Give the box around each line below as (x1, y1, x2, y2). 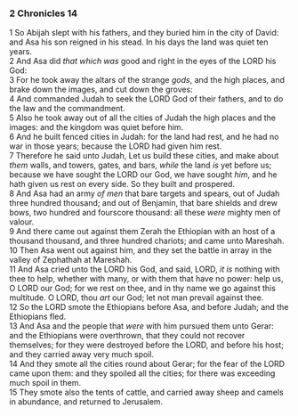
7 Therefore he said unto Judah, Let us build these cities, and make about (9, 151, 279, 161)
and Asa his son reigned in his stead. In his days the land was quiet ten (9, 37, 269, 47)
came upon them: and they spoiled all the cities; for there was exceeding (9, 368, 276, 379)
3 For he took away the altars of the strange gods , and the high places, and (9, 75, 286, 86)
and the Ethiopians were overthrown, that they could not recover (9, 330, 246, 341)
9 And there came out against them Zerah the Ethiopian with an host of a (9, 226, 276, 237)
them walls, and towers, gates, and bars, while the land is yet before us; (9, 159, 272, 171)
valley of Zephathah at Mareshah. (9, 255, 133, 265)
